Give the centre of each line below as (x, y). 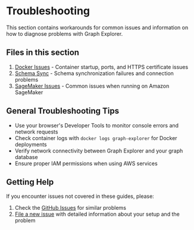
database (26, 157)
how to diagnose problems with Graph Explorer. (65, 33)
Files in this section (43, 53)
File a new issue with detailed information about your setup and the (97, 214)
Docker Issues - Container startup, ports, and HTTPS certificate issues (101, 67)
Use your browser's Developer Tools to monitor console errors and (97, 125)
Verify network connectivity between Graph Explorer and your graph (99, 151)
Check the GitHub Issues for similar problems (71, 208)
